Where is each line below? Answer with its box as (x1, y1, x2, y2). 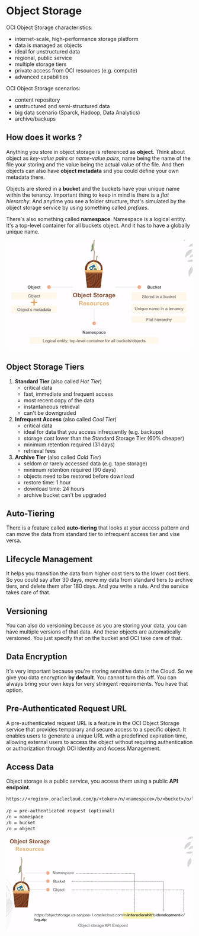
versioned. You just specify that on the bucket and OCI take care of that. (6, 635, 182, 642)
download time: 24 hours (23, 485, 85, 492)
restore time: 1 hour (23, 478, 71, 486)
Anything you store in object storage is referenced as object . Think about (6, 148, 185, 155)
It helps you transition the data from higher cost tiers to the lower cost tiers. (6, 570, 191, 577)
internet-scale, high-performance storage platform (14, 35, 139, 42)
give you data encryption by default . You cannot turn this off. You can (6, 673, 176, 681)
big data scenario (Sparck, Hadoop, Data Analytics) (14, 109, 140, 116)
